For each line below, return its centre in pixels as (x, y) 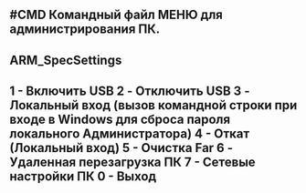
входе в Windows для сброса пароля (120, 120)
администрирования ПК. (85, 30)
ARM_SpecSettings (66, 60)
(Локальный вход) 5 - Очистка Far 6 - (121, 148)
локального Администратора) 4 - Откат (130, 134)
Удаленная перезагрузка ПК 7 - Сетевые (132, 163)
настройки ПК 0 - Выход (83, 177)
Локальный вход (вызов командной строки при (153, 105)
